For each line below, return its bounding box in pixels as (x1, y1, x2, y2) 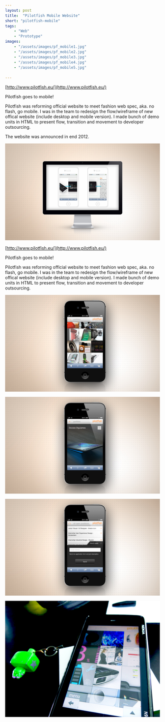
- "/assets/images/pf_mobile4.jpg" (14, 59, 87, 65)
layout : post (5, 8, 32, 13)
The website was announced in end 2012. (5, 134, 89, 140)
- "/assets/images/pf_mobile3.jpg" (14, 55, 87, 59)
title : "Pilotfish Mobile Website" (5, 13, 80, 18)
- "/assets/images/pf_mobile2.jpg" (14, 49, 87, 54)
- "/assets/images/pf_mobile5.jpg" (14, 65, 87, 70)
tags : (5, 24, 16, 29)
